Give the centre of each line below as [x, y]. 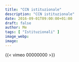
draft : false [18, 23]
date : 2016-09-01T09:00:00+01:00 [39, 18]
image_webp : [17, 37]
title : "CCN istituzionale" [33, 9]
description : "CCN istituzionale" [40, 14]
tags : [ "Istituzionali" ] [32, 32]
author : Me [16, 28]
